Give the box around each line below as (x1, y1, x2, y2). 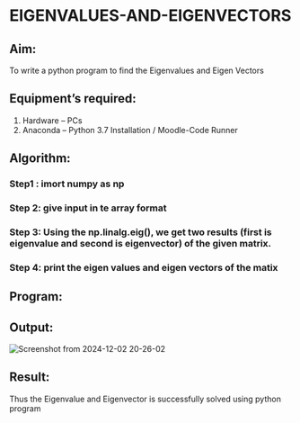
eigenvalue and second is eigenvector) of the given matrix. (9, 237, 272, 249)
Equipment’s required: (9, 91, 137, 106)
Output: (9, 319, 54, 335)
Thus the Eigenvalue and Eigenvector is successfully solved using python (9, 393, 281, 404)
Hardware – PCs (22, 114, 83, 126)
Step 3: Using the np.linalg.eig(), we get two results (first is (9, 226, 272, 238)
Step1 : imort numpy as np (9, 177, 125, 190)
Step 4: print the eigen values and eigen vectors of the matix (9, 261, 278, 274)
